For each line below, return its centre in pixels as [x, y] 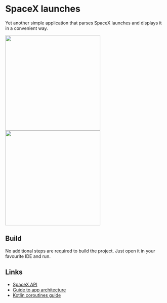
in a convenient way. [27, 28]
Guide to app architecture [39, 290]
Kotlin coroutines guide [37, 295]
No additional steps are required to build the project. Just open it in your [80, 251]
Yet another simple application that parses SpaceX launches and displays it [83, 23]
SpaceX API [25, 284]
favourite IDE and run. [28, 256]
